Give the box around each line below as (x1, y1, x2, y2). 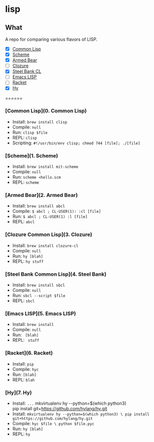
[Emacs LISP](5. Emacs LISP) (5, 310, 76, 317)
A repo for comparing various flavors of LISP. (5, 36, 98, 42)
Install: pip (12, 361, 34, 367)
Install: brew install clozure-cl (12, 242, 78, 249)
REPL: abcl (12, 219, 35, 225)
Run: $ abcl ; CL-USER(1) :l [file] (12, 213, 88, 219)
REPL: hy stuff (12, 258, 44, 264)
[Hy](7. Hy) (5, 389, 32, 396)
